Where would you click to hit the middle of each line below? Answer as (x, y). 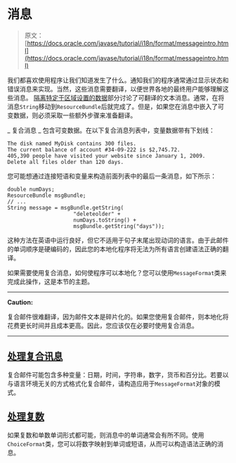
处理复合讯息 (35, 356)
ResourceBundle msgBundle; (47, 195)
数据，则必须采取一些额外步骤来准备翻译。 (75, 115)
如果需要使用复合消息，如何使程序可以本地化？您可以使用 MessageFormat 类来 (117, 272)
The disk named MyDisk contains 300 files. (72, 144)
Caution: (20, 302)
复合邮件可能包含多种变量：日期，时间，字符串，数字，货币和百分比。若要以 (118, 374)
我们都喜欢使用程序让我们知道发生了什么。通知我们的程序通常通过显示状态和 (118, 80)
